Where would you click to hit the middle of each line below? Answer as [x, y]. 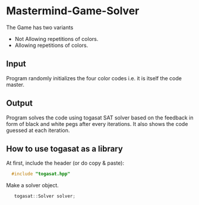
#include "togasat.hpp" [41, 174]
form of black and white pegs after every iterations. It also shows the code [97, 124]
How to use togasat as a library [64, 149]
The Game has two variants [40, 27]
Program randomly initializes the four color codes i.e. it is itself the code [94, 78]
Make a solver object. [33, 185]
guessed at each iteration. [38, 130]
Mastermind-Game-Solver [73, 11]
